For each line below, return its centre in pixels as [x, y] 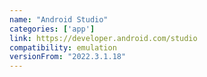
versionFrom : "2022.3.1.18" [68, 57]
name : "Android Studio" [59, 19]
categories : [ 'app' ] [52, 29]
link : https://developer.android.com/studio [103, 38]
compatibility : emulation [63, 47]
